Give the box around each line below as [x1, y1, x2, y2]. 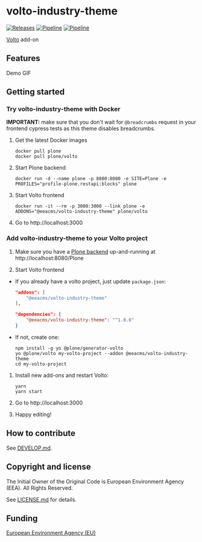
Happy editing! [14, 411, 52, 418]
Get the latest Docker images [14, 137, 87, 144]
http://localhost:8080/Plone [14, 254, 84, 262]
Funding [6, 514, 38, 523]
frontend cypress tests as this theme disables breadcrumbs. [6, 125, 156, 132]
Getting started [6, 87, 65, 97]
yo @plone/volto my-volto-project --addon [14, 350, 124, 356]
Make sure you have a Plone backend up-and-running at [14, 248, 156, 255]
